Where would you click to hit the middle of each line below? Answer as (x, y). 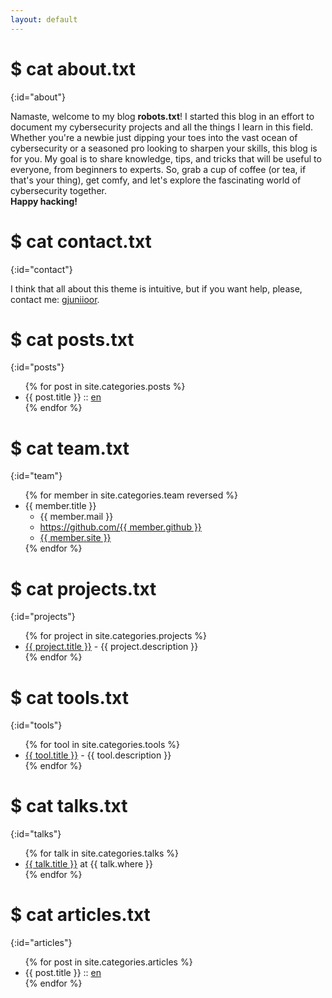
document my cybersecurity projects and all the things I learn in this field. (162, 127)
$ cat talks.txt (69, 806)
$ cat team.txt (70, 448)
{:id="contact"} (41, 269)
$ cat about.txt (73, 68)
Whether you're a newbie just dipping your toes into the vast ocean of (154, 137)
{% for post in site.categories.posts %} (105, 387)
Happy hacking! (44, 201)
